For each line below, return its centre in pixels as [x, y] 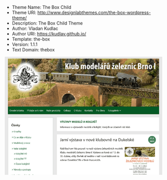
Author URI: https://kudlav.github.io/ [49, 34]
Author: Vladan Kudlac [35, 28]
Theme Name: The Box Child [41, 7]
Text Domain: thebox [33, 50]
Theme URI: [24, 12]
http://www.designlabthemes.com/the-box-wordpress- [94, 12]
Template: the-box [31, 39]
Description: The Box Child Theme [47, 23]
